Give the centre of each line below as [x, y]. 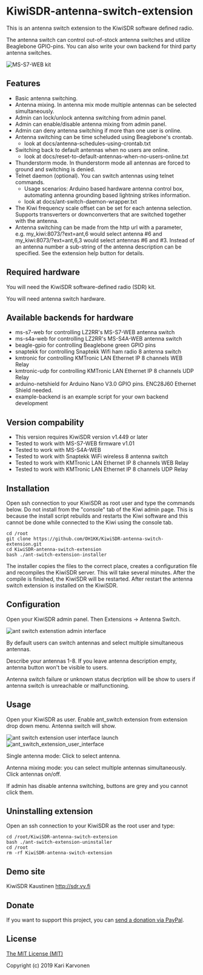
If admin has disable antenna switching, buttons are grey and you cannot [97, 785]
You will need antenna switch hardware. [56, 298]
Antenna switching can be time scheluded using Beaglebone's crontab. [104, 137]
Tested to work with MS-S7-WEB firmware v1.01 [75, 443]
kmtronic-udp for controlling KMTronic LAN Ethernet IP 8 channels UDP [104, 371]
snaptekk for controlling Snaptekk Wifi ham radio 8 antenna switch [98, 352]
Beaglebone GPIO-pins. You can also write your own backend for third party [101, 46]
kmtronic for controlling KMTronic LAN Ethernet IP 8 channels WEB [99, 358]
